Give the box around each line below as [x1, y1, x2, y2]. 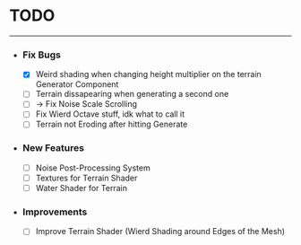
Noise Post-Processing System [35, 162, 150, 173]
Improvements [21, 206, 88, 218]
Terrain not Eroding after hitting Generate [35, 118, 188, 130]
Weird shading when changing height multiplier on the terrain [35, 69, 262, 80]
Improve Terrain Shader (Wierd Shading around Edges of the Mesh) [35, 226, 285, 237]
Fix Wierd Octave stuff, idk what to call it [35, 109, 185, 119]
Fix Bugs [21, 48, 61, 61]
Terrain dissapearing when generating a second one [35, 89, 229, 100]
